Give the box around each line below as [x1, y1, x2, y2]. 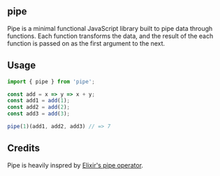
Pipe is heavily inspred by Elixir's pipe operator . [7, 161, 144, 169]
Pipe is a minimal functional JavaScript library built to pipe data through [7, 24, 213, 32]
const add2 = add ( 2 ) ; [7, 104, 71, 111]
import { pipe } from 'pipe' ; [7, 78, 96, 85]
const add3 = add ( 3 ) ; [7, 110, 71, 118]
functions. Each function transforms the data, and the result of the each [7, 32, 214, 40]
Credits [7, 142, 41, 154]
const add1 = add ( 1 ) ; [7, 97, 71, 104]
